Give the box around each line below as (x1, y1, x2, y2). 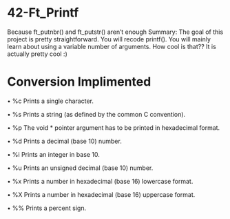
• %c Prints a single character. (7, 97, 94, 105)
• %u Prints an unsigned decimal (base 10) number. (7, 164, 154, 172)
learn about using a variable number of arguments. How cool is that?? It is (7, 42, 217, 50)
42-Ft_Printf (7, 5, 79, 21)
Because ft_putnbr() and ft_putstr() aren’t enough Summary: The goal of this (7, 28, 224, 36)
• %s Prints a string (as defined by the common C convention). (7, 110, 186, 118)
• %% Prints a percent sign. (7, 204, 87, 212)
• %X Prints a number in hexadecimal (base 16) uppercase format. (7, 190, 196, 198)
